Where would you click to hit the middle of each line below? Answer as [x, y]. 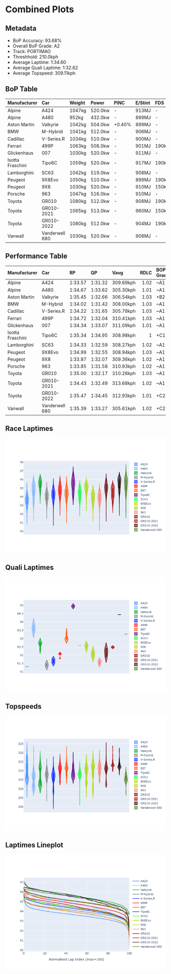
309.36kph [124, 359]
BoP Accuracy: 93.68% [37, 40]
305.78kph [124, 311]
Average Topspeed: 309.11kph [44, 73]
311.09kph [124, 325]
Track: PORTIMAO [32, 51]
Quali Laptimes [30, 567]
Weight [77, 103]
